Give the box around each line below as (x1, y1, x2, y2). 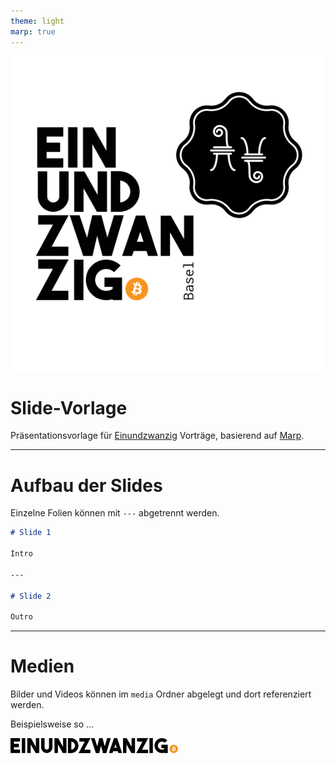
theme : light (10, 16, 65, 26)
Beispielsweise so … (10, 718, 95, 730)
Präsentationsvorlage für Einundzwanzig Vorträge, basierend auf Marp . (10, 430, 305, 442)
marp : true (10, 26, 56, 37)
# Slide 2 (10, 591, 52, 601)
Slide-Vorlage (10, 396, 128, 419)
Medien (10, 655, 75, 678)
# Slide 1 (10, 528, 52, 538)
